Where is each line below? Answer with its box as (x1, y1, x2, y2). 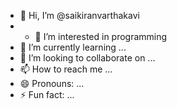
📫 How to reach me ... (19, 63, 113, 75)
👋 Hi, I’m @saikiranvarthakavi (19, 10, 140, 21)
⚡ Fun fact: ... (19, 89, 75, 100)
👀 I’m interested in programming (34, 31, 168, 42)
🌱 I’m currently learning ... (19, 41, 127, 53)
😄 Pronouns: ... (19, 78, 85, 89)
